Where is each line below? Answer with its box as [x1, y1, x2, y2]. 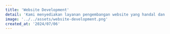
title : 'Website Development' [5, 7, 70, 12]
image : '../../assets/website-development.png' [5, 16, 108, 21]
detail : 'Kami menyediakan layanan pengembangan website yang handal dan [5, 12, 165, 17]
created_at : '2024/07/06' [5, 21, 60, 26]
